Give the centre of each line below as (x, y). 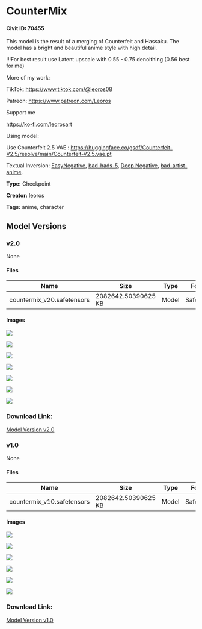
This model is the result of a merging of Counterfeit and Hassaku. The (93, 42)
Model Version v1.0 (30, 620)
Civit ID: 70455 (26, 28)
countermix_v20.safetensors (50, 300)
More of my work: (28, 78)
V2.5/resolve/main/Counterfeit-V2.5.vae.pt (59, 154)
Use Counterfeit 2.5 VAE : (38, 148)
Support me (21, 113)
